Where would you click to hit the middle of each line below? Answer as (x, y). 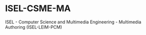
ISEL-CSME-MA (38, 9)
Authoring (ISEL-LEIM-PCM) (34, 27)
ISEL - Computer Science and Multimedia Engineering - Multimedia (73, 22)
